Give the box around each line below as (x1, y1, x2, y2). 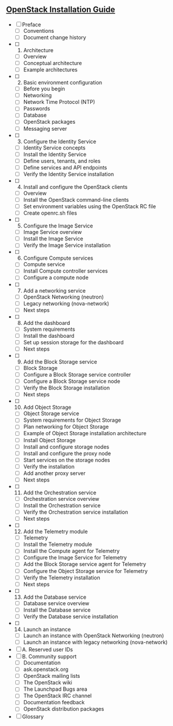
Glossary (22, 713, 44, 720)
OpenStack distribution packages (23, 705, 104, 713)
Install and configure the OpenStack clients (23, 183, 128, 190)
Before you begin (23, 85, 66, 93)
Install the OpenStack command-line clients (23, 196, 129, 203)
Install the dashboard (23, 332, 74, 339)
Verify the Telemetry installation (23, 574, 101, 581)
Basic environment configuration (23, 79, 103, 86)
